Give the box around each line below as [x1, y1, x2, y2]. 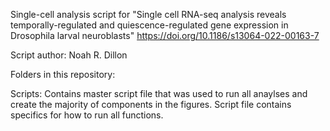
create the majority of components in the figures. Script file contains [10, 99, 292, 110]
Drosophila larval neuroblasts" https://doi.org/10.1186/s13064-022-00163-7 [10, 30, 320, 41]
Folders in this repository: [10, 69, 116, 80]
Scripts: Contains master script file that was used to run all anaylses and [10, 88, 308, 99]
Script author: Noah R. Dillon [10, 49, 128, 61]
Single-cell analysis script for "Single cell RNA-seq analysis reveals [10, 9, 287, 20]
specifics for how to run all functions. [10, 109, 164, 121]
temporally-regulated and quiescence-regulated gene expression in [10, 19, 289, 31]
